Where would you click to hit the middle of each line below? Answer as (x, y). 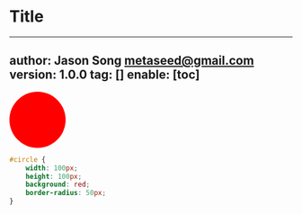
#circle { (28, 159)
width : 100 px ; (52, 168)
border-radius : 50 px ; (66, 193)
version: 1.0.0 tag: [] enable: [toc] (105, 75)
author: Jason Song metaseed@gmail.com (132, 61)
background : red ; (58, 185)
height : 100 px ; (54, 176)
